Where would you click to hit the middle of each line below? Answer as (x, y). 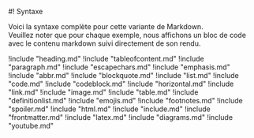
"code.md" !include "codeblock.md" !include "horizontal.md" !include (121, 84)
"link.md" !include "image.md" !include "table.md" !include (103, 92)
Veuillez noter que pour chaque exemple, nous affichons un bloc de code (127, 35)
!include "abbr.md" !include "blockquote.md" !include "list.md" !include (123, 75)
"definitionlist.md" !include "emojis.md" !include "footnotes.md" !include (125, 101)
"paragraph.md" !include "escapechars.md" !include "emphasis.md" (119, 67)
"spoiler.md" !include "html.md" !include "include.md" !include (109, 109)
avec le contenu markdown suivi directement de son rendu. (105, 43)
